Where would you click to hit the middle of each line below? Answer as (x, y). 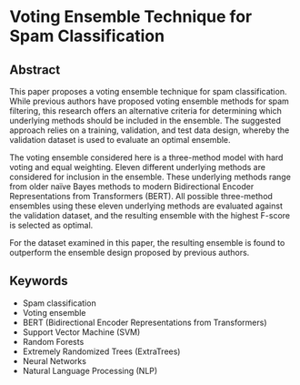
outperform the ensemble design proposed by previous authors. (130, 253)
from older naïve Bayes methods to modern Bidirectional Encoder (132, 187)
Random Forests (53, 341)
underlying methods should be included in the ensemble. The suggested (145, 121)
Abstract (35, 70)
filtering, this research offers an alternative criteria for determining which (145, 111)
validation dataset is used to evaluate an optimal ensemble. (120, 140)
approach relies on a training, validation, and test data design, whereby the (150, 130)
